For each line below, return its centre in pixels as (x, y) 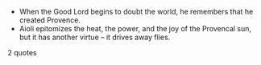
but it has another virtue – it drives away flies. (95, 37)
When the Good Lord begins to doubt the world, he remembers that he (136, 12)
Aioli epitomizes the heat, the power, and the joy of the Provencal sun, (135, 28)
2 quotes (22, 53)
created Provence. (50, 20)
